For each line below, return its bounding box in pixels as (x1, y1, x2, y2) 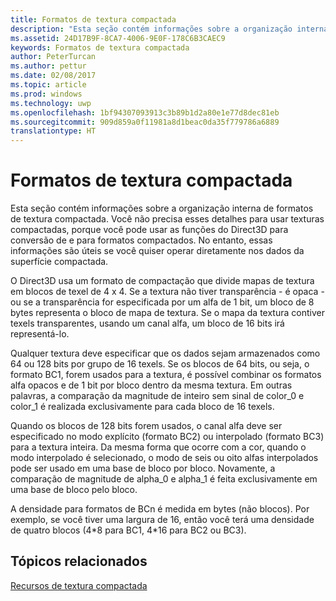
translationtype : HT (10, 126, 97, 136)
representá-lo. (10, 328, 70, 340)
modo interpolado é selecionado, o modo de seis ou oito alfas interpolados (10, 452, 319, 464)
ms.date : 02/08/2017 (10, 71, 97, 81)
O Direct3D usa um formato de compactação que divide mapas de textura (10, 275, 315, 287)
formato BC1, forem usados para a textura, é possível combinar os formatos (10, 369, 322, 381)
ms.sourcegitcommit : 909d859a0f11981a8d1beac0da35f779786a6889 (10, 117, 280, 127)
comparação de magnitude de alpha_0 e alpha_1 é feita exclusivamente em (10, 473, 318, 485)
